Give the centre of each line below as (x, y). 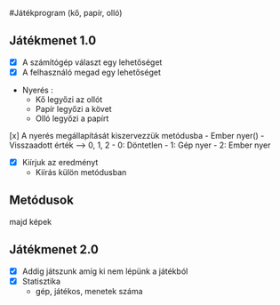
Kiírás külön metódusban (81, 172)
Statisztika (41, 281)
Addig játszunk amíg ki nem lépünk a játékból (105, 271)
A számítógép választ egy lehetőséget (92, 62)
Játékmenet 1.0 (53, 40)
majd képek (30, 221)
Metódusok (41, 201)
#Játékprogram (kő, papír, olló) (66, 13)
